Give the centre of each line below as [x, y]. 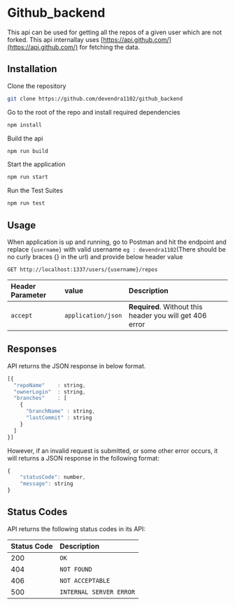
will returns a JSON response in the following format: [83, 458]
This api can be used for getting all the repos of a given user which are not [115, 32]
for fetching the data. [110, 47]
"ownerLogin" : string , [50, 392]
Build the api [25, 138]
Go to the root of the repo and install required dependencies [94, 112]
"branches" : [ [41, 398]
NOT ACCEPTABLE [85, 580]
